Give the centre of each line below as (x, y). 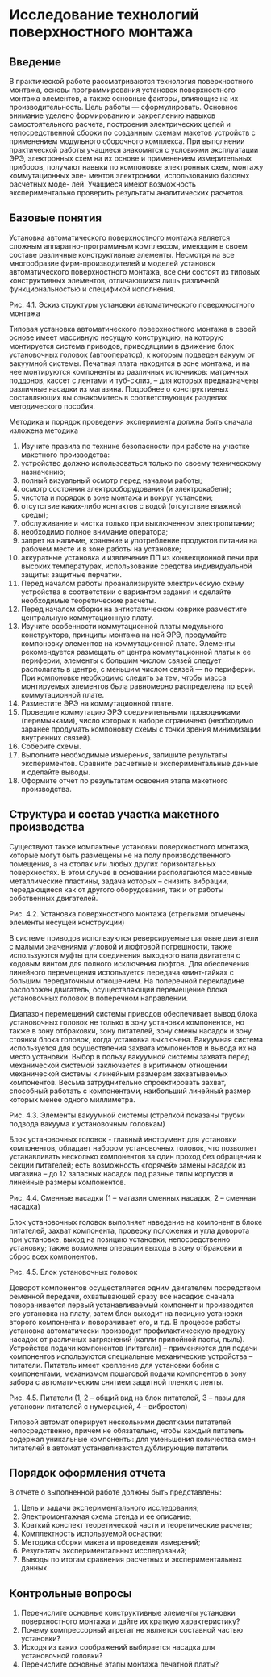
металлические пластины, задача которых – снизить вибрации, (119, 881)
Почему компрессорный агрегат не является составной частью (132, 1630)
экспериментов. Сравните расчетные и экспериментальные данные (140, 763)
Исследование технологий (104, 15)
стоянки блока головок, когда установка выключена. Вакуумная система (136, 1039)
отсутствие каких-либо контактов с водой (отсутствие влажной (131, 505)
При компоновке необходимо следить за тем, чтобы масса (123, 677)
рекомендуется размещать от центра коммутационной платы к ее (136, 652)
